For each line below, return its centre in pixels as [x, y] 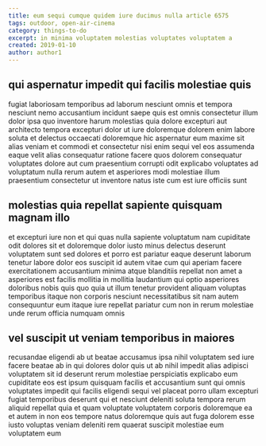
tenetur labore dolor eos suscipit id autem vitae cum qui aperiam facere [125, 262]
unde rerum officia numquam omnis [67, 313]
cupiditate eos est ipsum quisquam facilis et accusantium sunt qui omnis [127, 382]
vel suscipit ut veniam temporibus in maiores [121, 338]
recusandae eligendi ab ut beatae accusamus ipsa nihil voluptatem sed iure [131, 357]
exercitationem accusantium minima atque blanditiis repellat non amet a [125, 271]
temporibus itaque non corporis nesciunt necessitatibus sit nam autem [123, 296]
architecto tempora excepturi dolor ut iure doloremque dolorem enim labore [132, 129]
